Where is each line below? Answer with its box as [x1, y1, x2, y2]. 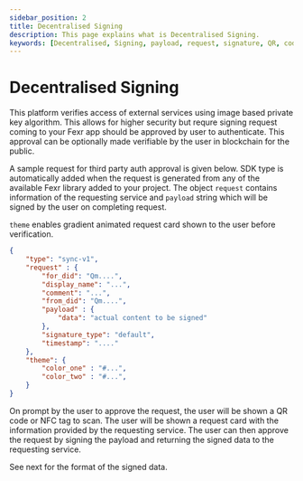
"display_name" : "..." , [41, 279, 131, 289]
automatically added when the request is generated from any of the [9, 173, 260, 184]
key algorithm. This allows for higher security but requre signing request [9, 117, 278, 127]
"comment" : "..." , [41, 288, 111, 297]
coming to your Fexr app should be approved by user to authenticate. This [9, 127, 285, 137]
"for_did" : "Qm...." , [41, 271, 124, 280]
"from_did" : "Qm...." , [41, 297, 127, 306]
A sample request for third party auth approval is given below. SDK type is [9, 164, 284, 174]
